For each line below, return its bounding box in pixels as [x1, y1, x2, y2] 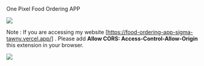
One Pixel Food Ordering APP [6, 5, 81, 12]
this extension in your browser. [6, 42, 84, 48]
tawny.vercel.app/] [6, 35, 54, 42]
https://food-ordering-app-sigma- [107, 29, 194, 35]
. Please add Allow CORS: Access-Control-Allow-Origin [54, 35, 199, 42]
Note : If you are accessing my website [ [6, 29, 108, 35]
